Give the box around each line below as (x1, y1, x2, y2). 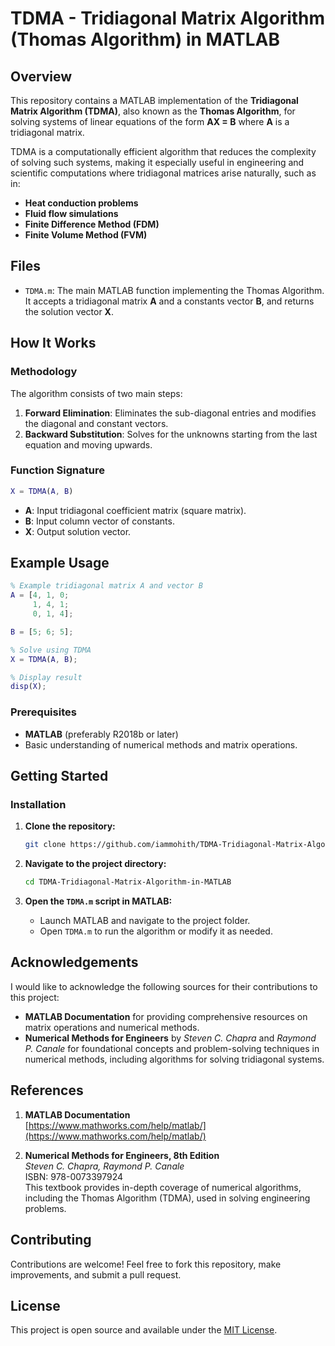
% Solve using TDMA (10, 645, 92, 655)
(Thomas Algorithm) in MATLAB (10, 28, 281, 51)
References (10, 1082, 84, 1099)
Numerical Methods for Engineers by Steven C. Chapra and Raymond (24, 1032, 317, 1044)
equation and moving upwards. (24, 438, 153, 451)
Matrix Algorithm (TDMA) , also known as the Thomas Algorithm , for (10, 105, 296, 117)
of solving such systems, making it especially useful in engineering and (10, 157, 305, 168)
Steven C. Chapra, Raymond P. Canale (24, 1160, 185, 1172)
